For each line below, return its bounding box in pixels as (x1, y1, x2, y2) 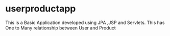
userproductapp (5, 3, 76, 14)
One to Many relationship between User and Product (5, 24, 116, 30)
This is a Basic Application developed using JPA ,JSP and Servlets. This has (5, 19, 165, 25)
